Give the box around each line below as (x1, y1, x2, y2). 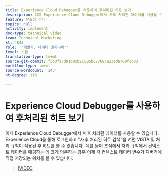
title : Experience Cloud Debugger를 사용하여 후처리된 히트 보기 (5, 7, 131, 13)
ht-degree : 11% (5, 73, 37, 78)
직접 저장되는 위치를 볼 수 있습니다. (5, 155, 74, 161)
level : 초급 (5, 49, 29, 54)
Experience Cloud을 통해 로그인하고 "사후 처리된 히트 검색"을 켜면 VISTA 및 (5, 136, 155, 142)
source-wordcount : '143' (5, 68, 57, 73)
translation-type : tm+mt (5, 54, 57, 59)
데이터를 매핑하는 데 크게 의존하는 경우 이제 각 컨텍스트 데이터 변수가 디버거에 (10, 149, 162, 155)
